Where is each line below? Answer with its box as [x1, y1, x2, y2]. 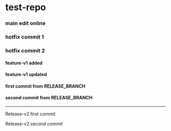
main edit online [5, 20, 46, 27]
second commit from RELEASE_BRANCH [5, 95, 93, 101]
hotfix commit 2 [5, 47, 45, 54]
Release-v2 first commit [5, 111, 56, 117]
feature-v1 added [5, 60, 43, 66]
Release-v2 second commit [5, 120, 63, 126]
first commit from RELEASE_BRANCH [5, 83, 85, 89]
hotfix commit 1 [5, 34, 44, 41]
